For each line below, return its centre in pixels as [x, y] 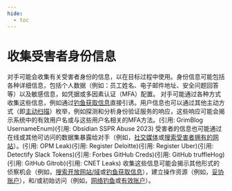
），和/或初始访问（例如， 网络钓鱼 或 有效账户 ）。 [87, 181]
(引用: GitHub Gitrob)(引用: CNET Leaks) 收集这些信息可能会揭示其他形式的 [113, 163]
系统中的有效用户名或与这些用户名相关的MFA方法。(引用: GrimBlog [108, 120]
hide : [15, 13]
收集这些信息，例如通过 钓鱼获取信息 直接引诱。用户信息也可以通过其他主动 [113, 103]
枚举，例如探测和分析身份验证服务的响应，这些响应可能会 [137, 111]
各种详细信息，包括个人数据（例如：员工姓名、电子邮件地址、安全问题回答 [113, 85]
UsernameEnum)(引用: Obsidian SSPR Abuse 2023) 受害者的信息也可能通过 [115, 129]
